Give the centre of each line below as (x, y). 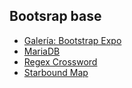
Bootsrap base (55, 16)
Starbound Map (56, 72)
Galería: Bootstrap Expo (72, 40)
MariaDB (42, 51)
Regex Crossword (60, 61)
